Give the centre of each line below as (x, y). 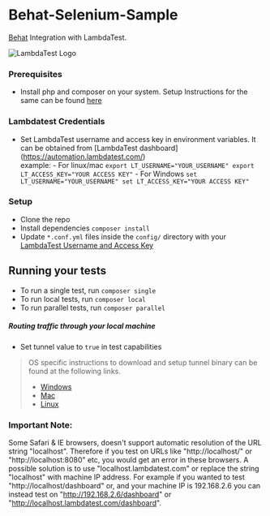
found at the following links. (75, 371)
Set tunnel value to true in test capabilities (91, 346)
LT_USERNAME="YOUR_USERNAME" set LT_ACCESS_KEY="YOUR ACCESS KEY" (135, 181)
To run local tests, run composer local (83, 299)
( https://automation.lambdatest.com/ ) (83, 157)
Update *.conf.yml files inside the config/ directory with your (123, 236)
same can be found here (61, 101)
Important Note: (41, 425)
